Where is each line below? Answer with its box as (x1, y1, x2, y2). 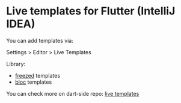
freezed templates (14, 72, 61, 79)
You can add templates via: (6, 37, 73, 44)
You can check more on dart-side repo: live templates (6, 90, 140, 97)
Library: (6, 60, 26, 67)
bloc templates (14, 78, 52, 86)
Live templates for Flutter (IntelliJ (6, 4, 176, 18)
